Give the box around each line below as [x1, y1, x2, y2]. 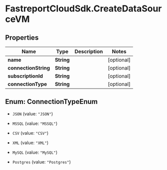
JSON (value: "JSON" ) [12, 110, 53, 117]
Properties [5, 33, 39, 42]
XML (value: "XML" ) [12, 140, 49, 146]
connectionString [7, 65, 50, 71]
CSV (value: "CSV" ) [12, 130, 49, 136]
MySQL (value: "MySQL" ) [12, 149, 58, 155]
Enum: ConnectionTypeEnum [5, 97, 98, 106]
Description [74, 48, 103, 55]
